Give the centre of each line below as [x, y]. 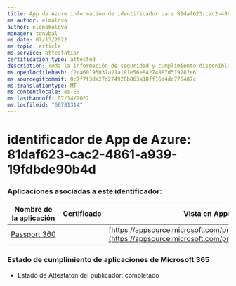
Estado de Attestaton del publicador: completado [88, 275]
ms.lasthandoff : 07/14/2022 [48, 99]
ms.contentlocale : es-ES [44, 92]
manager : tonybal [33, 33]
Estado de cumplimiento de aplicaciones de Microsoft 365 [109, 260]
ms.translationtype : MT [42, 86]
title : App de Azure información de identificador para [91, 14]
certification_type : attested [52, 60]
